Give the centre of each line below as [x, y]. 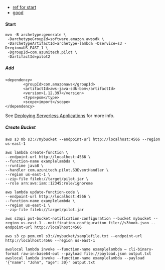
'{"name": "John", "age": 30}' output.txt [50, 263]
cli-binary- [141, 249]
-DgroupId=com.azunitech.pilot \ [42, 52]
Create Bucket [21, 127]
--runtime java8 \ [24, 166]
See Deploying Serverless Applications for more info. [60, 116]
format [12, 254]
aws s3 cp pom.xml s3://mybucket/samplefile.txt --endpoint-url [74, 236]
